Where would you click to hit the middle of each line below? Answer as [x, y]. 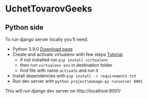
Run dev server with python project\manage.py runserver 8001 [78, 81]
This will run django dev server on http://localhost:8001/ [63, 91]
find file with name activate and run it [59, 70]
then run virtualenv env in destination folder [66, 65]
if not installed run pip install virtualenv [64, 60]
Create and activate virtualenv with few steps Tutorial [67, 54]
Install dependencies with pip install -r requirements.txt [74, 76]
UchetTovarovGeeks [49, 9]
